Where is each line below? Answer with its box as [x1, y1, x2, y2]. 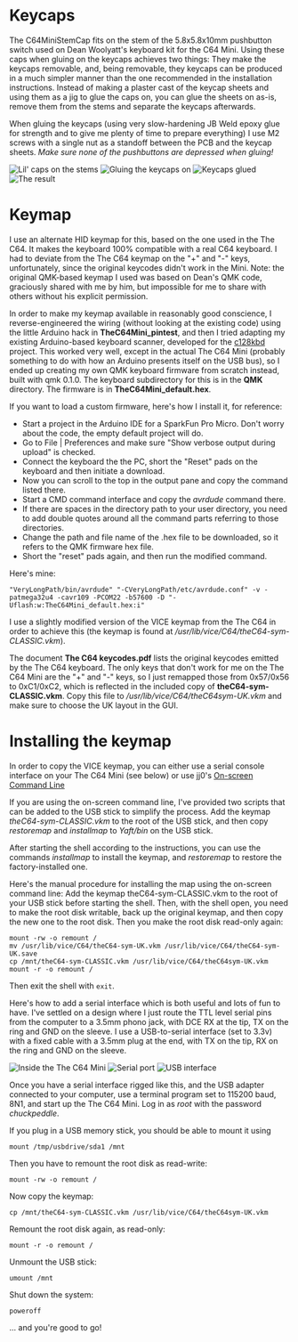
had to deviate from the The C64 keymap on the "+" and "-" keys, [9, 253, 251, 264]
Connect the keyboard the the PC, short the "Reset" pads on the [21, 456, 258, 467]
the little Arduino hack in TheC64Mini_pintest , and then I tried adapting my [9, 327, 286, 338]
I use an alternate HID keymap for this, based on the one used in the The [9, 233, 276, 245]
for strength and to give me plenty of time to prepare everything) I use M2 [9, 127, 280, 138]
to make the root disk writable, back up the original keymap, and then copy [9, 907, 284, 917]
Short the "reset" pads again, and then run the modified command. [21, 550, 268, 561]
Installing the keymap [9, 731, 172, 752]
